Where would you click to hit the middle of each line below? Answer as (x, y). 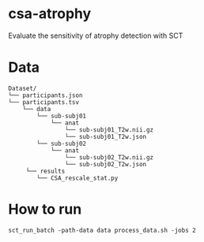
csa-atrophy (50, 14)
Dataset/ (23, 88)
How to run (45, 209)
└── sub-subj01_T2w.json (106, 136)
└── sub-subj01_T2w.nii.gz (109, 130)
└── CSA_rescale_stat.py (77, 178)
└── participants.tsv (44, 102)
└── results (45, 171)
